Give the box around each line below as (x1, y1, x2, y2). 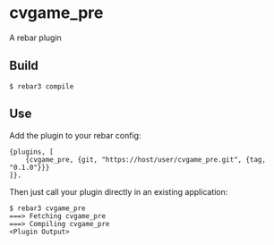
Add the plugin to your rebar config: (9, 130, 141, 140)
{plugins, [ (9, 147, 54, 156)
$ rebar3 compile (9, 81, 74, 91)
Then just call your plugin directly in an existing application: (9, 186, 228, 197)
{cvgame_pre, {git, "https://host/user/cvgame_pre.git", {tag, (25, 155, 267, 164)
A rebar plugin (9, 32, 63, 43)
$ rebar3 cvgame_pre (9, 204, 87, 213)
